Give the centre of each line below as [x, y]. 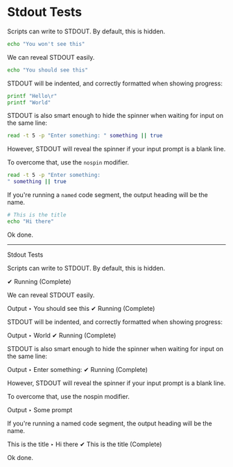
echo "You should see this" [48, 70]
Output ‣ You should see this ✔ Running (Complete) [81, 308]
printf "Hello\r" [32, 96]
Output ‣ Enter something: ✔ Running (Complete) [77, 369]
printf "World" [29, 102]
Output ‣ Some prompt [40, 409]
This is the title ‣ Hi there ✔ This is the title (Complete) [85, 444]
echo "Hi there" [31, 221]
